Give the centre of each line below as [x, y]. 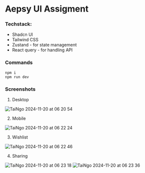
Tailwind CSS [25, 40]
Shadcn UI [22, 34]
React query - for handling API [42, 50]
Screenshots [20, 89]
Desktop [20, 100]
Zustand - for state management [44, 45]
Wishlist [20, 137]
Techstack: [19, 24]
